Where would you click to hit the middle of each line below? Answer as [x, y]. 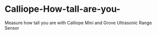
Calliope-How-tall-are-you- [63, 9]
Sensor [12, 28]
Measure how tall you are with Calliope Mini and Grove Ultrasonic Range [78, 23]
